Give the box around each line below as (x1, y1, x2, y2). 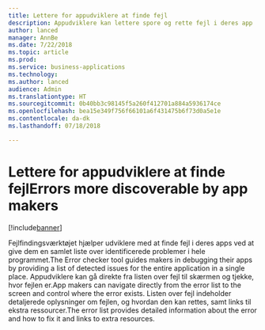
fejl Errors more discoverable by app (8, 180, 248, 198)
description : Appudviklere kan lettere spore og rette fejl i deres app (8, 19, 253, 27)
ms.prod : (8, 56, 37, 64)
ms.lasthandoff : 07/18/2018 (8, 122, 101, 130)
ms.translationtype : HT (8, 93, 87, 101)
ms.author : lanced (8, 78, 69, 85)
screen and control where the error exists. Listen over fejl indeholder (8, 288, 232, 298)
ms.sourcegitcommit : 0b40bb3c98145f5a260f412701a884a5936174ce (8, 100, 221, 108)
